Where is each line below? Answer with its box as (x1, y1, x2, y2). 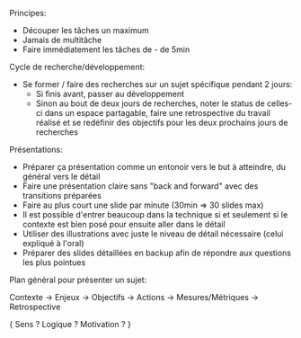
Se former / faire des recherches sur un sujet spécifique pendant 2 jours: (22, 79, 293, 89)
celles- (266, 98, 293, 109)
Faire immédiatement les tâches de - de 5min (22, 44, 190, 55)
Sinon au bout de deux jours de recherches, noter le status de (35, 98, 265, 109)
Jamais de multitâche (22, 35, 102, 45)
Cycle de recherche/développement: (9, 62, 146, 72)
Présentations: (9, 144, 63, 155)
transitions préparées (22, 191, 102, 200)
